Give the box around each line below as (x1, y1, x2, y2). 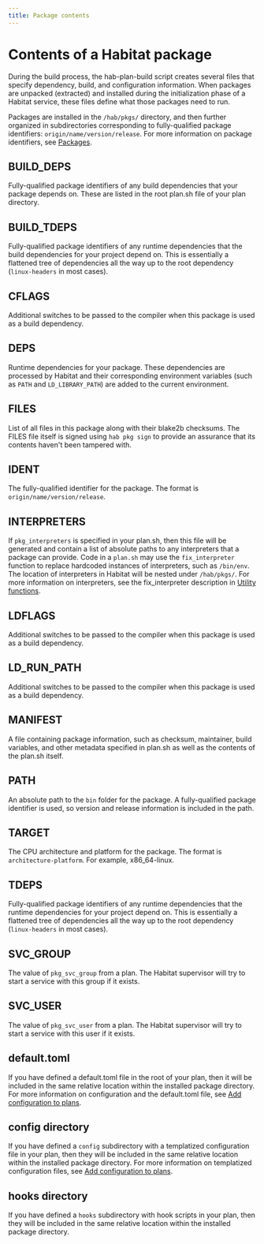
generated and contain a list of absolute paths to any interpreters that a (8, 544, 240, 554)
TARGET (8, 826, 50, 839)
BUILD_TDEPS (8, 220, 77, 233)
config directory (8, 1120, 90, 1134)
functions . (8, 586, 41, 596)
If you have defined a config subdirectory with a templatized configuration (8, 1141, 250, 1151)
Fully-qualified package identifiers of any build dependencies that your (8, 181, 238, 190)
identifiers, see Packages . (8, 137, 92, 147)
